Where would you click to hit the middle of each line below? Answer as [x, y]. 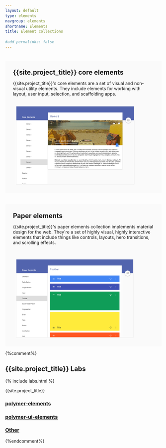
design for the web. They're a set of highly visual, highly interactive [82, 232]
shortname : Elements [27, 26]
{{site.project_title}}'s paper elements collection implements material [83, 226]
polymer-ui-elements [32, 417]
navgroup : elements [25, 21]
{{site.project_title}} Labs [45, 369]
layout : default [22, 10]
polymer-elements [28, 403]
